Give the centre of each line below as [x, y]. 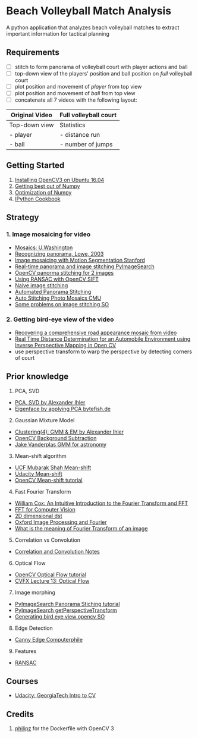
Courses [22, 681]
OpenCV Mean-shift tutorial [48, 480]
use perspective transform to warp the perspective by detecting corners [103, 351]
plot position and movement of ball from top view [75, 93]
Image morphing [35, 592]
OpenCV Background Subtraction [56, 438]
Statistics [72, 125]
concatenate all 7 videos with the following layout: [76, 100]
